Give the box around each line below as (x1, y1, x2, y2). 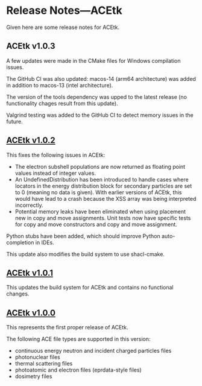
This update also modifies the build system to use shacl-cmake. (6, 250, 165, 258)
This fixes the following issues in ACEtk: (6, 151, 106, 159)
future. (6, 118, 23, 125)
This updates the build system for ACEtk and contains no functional (6, 284, 174, 291)
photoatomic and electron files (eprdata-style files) (14, 366, 142, 374)
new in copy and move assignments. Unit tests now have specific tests (14, 214, 191, 221)
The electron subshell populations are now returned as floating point (14, 163, 186, 170)
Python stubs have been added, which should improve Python (6, 232, 161, 239)
